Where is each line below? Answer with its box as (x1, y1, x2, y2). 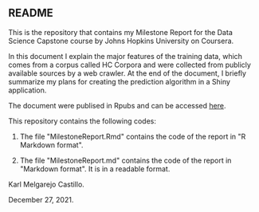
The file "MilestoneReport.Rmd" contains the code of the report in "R (19, 132, 246, 141)
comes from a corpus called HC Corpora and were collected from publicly (8, 60, 251, 69)
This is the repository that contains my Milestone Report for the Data (8, 27, 233, 37)
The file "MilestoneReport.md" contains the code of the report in (19, 155, 232, 165)
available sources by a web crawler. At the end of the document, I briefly (8, 68, 247, 78)
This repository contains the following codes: (8, 116, 157, 126)
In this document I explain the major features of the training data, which (8, 51, 243, 61)
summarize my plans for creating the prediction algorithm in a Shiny (8, 77, 231, 86)
